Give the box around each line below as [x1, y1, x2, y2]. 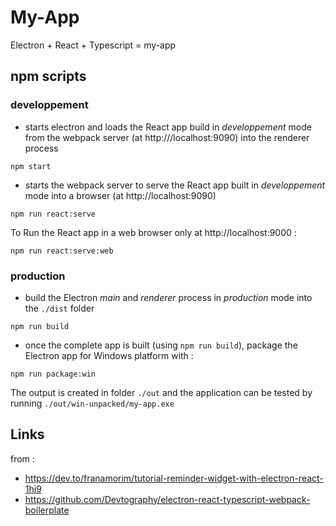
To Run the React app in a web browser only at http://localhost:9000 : [10, 226, 297, 238]
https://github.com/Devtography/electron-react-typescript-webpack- [24, 493, 311, 505]
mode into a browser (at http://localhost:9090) [24, 189, 217, 201]
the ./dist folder [24, 302, 95, 314]
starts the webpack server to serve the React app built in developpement [24, 179, 326, 191]
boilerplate [24, 504, 70, 516]
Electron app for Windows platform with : [24, 349, 194, 361]
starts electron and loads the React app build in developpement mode [24, 121, 312, 133]
